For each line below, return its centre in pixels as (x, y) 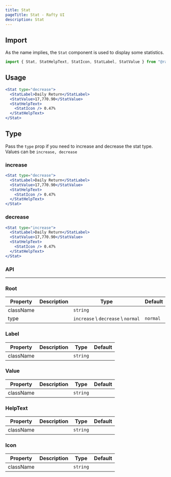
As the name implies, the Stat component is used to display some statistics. (85, 53)
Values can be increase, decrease (41, 152)
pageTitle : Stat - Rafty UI (35, 15)
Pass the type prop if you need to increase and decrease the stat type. (79, 146)
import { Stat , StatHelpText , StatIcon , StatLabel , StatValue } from (81, 62)
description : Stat (25, 19)
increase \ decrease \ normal (106, 319)
